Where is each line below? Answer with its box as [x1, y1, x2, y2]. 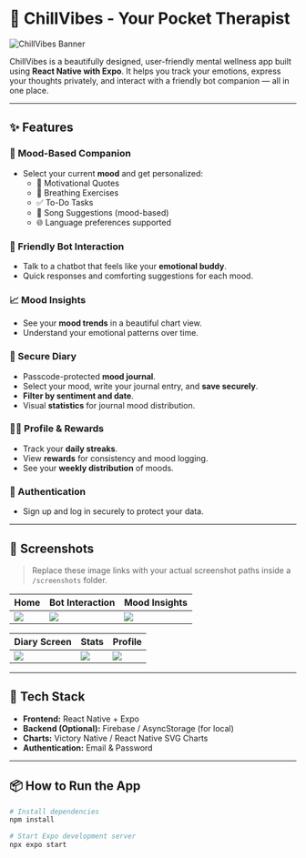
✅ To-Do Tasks [36, 197, 94, 207]
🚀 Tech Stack [9, 689, 86, 704]
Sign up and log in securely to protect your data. [22, 506, 204, 517]
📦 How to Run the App [9, 778, 141, 794]
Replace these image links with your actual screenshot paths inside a [31, 564, 291, 576]
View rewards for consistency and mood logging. [22, 452, 209, 463]
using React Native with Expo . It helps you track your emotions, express [9, 66, 281, 76]
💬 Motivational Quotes [36, 177, 120, 188]
